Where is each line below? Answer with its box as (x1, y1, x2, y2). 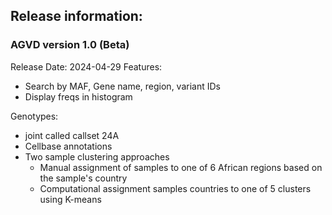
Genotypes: (10, 110, 59, 122)
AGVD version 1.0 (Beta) (10, 38, 130, 52)
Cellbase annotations (24, 140, 113, 152)
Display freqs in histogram (24, 90, 133, 103)
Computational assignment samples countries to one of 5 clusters (39, 182, 312, 194)
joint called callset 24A (24, 129, 120, 141)
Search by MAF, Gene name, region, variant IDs (24, 80, 221, 92)
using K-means (39, 193, 102, 205)
